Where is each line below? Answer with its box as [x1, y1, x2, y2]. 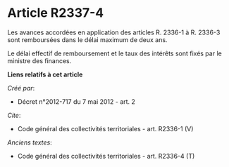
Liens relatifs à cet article [7, 70, 83, 79]
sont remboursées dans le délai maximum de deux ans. [7, 35, 168, 44]
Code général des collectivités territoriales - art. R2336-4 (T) [17, 152, 195, 160]
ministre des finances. [7, 56, 72, 65]
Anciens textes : [7, 138, 53, 147]
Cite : [7, 111, 21, 119]
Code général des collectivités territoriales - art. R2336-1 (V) [17, 124, 194, 133]
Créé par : [7, 83, 35, 92]
